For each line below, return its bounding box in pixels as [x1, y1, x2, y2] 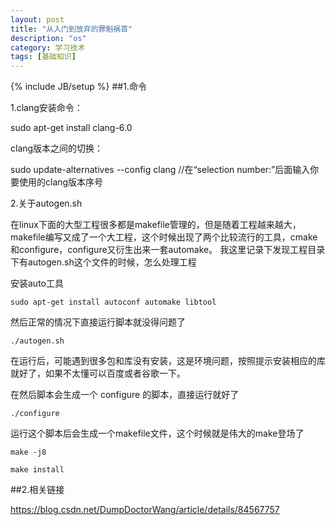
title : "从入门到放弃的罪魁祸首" [10, 24, 133, 34]
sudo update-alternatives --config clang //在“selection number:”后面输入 [10, 164, 311, 176]
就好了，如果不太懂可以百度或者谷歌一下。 [10, 367, 186, 380]
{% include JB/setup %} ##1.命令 [10, 81, 147, 93]
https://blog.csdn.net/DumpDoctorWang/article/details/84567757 [10, 504, 280, 516]
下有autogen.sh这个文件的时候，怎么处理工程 [10, 256, 197, 268]
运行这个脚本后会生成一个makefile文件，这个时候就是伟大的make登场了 [10, 427, 305, 440]
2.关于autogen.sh [10, 197, 83, 210]
